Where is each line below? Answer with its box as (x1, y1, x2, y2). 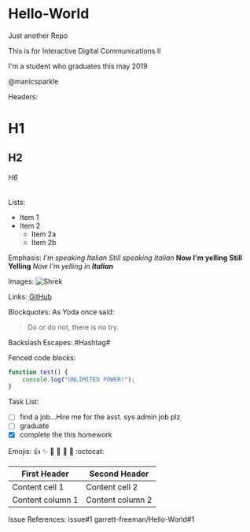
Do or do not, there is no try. (27, 322, 119, 332)
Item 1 (19, 212, 39, 221)
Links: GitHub (8, 292, 53, 301)
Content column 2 (86, 494, 153, 505)
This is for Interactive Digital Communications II (8, 46, 161, 55)
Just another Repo (8, 31, 68, 40)
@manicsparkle (8, 76, 59, 86)
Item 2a (31, 229, 57, 239)
